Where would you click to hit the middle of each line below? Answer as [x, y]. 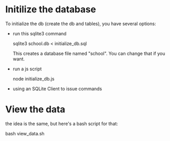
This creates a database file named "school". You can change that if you [89, 53]
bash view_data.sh [25, 133]
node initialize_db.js [34, 78]
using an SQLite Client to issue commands [57, 89]
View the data [35, 109]
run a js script [27, 69]
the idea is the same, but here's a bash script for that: [62, 124]
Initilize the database [51, 9]
